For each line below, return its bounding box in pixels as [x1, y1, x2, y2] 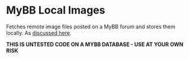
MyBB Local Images [6, 4, 105, 17]
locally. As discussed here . [6, 29, 72, 36]
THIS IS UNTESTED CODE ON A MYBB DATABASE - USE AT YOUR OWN [6, 41, 184, 48]
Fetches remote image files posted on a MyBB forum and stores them [6, 23, 176, 30]
